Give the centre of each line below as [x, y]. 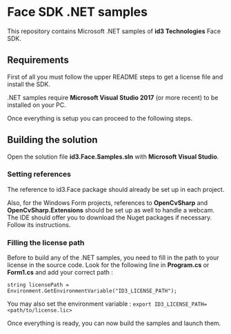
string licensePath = [38, 285]
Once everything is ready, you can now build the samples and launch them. [114, 323]
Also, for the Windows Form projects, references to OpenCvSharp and [108, 203]
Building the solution [52, 140]
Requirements [38, 60]
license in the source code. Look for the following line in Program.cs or [108, 265]
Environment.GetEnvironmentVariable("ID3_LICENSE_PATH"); [92, 291]
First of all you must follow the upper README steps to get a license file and [115, 77]
